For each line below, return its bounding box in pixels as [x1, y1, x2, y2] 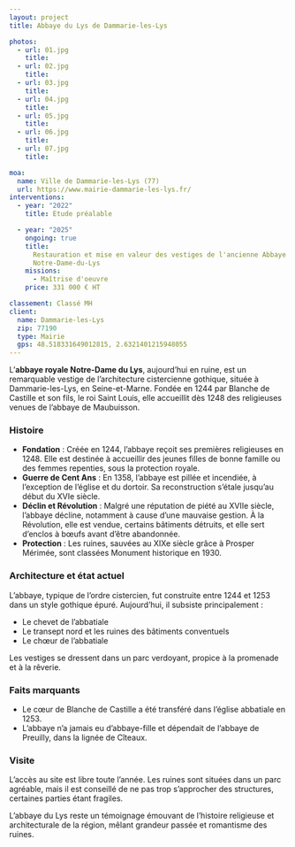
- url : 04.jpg [17, 95, 69, 104]
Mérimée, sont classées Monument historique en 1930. [21, 548, 223, 558]
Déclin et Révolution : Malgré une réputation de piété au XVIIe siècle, [21, 501, 275, 512]
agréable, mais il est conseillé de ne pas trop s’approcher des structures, [9, 784, 274, 795]
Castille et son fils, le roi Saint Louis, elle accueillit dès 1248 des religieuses [9, 393, 283, 404]
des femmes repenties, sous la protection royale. [21, 463, 200, 474]
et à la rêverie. [9, 661, 62, 673]
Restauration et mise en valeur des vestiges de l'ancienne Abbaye [32, 250, 287, 259]
